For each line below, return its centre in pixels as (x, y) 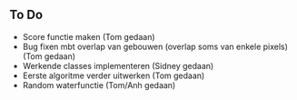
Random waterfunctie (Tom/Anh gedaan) (99, 85)
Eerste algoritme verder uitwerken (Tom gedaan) (114, 75)
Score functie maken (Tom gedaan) (89, 36)
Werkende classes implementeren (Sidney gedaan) (118, 65)
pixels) (276, 46)
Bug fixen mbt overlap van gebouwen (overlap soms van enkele (142, 46)
